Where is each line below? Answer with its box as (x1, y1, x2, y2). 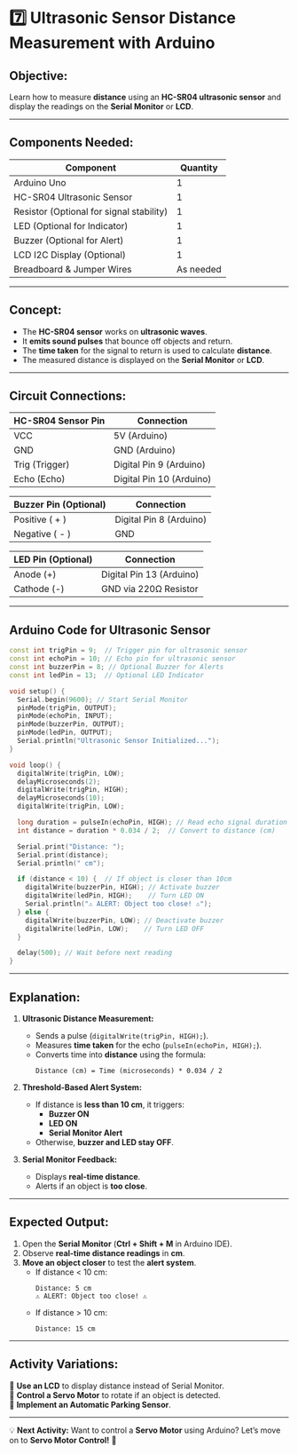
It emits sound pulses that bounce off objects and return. (21, 336, 233, 346)
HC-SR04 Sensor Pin (13, 415, 106, 427)
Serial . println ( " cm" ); (17, 858, 105, 867)
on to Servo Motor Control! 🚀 (9, 1434, 117, 1445)
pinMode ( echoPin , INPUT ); (17, 712, 114, 721)
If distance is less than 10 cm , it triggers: (35, 1099, 184, 1110)
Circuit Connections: (9, 389, 127, 404)
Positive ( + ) (13, 513, 67, 525)
